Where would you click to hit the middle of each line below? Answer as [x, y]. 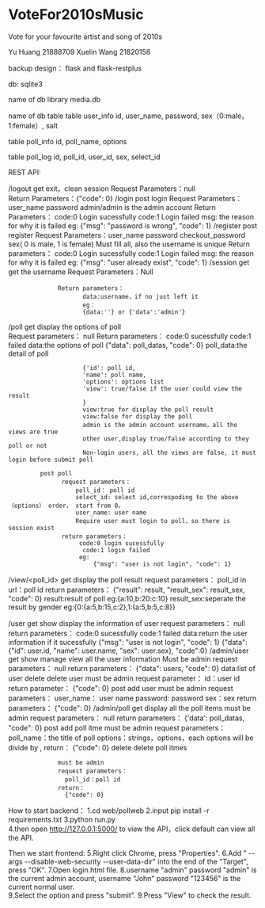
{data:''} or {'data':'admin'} [134, 312]
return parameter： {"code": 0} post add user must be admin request [121, 688]
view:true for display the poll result [148, 410]
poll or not [28, 445]
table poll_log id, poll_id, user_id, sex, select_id [84, 157]
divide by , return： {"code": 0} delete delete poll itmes [98, 747]
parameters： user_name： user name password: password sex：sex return [132, 698]
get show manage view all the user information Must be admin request [123, 658]
